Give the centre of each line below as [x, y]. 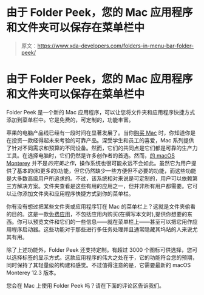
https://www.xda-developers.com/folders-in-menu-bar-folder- [116, 46]
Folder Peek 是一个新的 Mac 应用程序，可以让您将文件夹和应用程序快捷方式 [101, 112]
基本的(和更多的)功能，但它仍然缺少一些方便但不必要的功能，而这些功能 [107, 170]
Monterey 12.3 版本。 [33, 272]
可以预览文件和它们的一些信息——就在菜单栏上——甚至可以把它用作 [107, 221]
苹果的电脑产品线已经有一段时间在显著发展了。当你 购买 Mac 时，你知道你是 [101, 133]
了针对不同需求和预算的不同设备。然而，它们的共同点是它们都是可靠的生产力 [102, 148]
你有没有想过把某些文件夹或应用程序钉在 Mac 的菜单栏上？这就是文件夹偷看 [101, 206]
